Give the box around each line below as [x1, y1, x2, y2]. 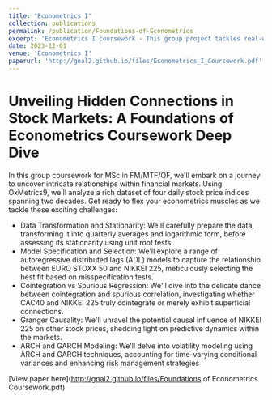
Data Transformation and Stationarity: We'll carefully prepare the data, [19, 220, 255, 230]
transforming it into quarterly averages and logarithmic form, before [19, 228, 246, 239]
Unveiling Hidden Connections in [8, 92, 235, 110]
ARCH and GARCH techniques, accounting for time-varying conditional [19, 349, 257, 359]
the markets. [19, 332, 62, 342]
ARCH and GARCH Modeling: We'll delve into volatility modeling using [19, 341, 253, 351]
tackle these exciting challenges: [8, 204, 118, 215]
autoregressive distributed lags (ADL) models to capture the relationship [19, 254, 261, 264]
